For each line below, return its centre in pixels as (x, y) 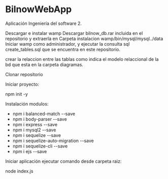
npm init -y (16, 94)
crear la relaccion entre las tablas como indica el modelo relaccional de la (82, 59)
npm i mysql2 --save (34, 130)
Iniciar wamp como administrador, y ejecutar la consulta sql (68, 44)
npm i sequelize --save (37, 135)
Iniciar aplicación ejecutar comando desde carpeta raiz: (63, 161)
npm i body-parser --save (40, 119)
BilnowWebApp (39, 9)
